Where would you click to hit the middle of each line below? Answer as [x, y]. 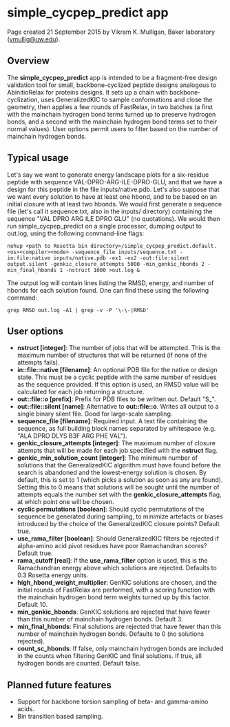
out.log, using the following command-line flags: [76, 233]
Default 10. [32, 605]
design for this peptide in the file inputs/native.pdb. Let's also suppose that [113, 189]
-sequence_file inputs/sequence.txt [124, 252]
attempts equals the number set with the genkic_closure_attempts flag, [119, 494]
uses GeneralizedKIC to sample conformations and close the [127, 99]
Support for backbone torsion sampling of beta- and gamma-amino [113, 701]
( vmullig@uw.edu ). [34, 39]
